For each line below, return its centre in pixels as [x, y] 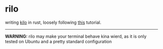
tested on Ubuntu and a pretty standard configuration [58, 41]
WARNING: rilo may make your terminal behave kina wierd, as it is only [76, 36]
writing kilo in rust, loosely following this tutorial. [53, 22]
